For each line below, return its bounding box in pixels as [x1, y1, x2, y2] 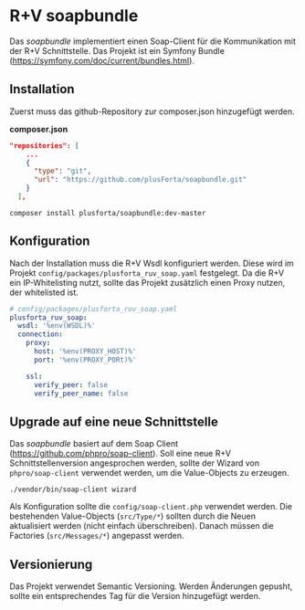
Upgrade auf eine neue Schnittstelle [9, 414, 219, 429]
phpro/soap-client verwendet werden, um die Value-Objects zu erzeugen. [9, 468, 289, 479]
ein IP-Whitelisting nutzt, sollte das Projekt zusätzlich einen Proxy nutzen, [9, 277, 286, 288]
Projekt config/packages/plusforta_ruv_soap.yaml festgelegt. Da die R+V [9, 267, 285, 279]
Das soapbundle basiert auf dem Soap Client [9, 438, 178, 449]
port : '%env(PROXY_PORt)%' [33, 355, 137, 364]
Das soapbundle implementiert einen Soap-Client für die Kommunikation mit [9, 36, 297, 47]
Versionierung [9, 556, 93, 572]
